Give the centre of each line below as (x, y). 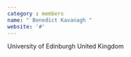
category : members (36, 14)
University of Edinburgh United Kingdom (65, 47)
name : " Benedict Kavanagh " (50, 20)
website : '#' (26, 26)
